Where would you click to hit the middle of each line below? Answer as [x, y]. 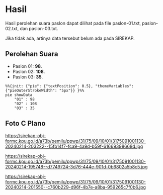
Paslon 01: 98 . [27, 66]
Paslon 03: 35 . [28, 77]
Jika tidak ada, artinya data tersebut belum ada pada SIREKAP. [70, 38]
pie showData [19, 95]
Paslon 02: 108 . [29, 71]
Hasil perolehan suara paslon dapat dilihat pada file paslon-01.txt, [73, 23]
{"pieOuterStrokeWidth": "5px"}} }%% [45, 90]
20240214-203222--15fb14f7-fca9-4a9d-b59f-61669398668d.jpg [74, 146]
